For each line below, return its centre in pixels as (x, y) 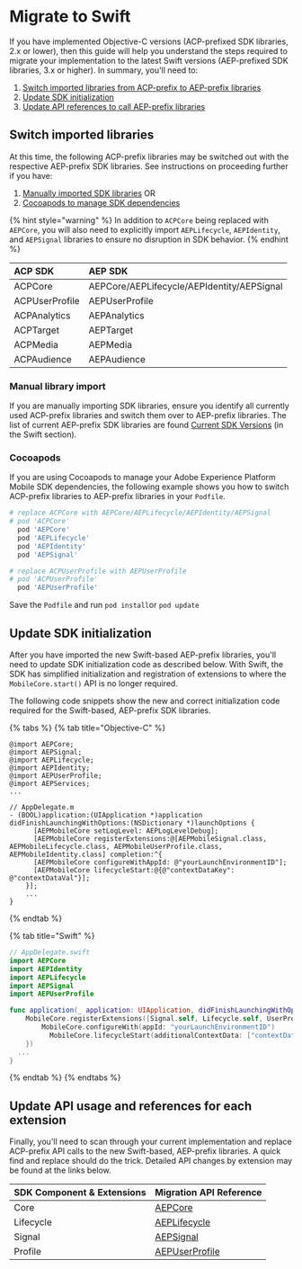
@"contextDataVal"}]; (50, 879)
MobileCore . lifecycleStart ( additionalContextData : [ (150, 1035)
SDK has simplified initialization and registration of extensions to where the (148, 674)
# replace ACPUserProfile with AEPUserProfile (98, 571)
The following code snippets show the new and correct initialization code (145, 701)
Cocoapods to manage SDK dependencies (101, 202)
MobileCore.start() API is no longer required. (93, 684)
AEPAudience (117, 359)
